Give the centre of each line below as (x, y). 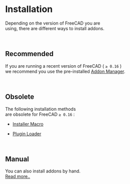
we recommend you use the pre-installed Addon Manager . (65, 71)
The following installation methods (40, 109)
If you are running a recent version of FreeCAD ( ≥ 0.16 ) (63, 66)
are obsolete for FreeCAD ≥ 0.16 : (40, 114)
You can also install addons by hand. (43, 171)
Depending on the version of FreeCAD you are (53, 23)
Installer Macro (28, 124)
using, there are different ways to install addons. (55, 28)
